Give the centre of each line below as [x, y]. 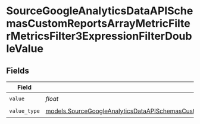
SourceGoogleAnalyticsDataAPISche [100, 11]
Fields [18, 70]
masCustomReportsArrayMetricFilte [98, 23]
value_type [24, 111]
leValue [25, 49]
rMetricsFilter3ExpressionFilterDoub [99, 36]
